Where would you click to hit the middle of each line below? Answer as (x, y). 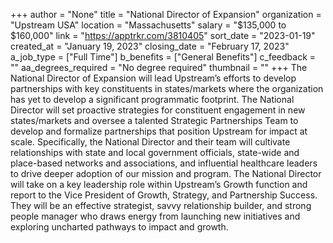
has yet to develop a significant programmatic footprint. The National (152, 99)
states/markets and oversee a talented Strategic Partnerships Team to (154, 120)
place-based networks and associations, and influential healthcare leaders (164, 163)
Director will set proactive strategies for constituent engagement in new (158, 110)
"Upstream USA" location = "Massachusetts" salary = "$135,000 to (148, 25)
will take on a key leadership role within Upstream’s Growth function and (159, 184)
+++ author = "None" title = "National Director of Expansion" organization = (166, 14)
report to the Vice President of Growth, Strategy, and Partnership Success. (164, 195)
